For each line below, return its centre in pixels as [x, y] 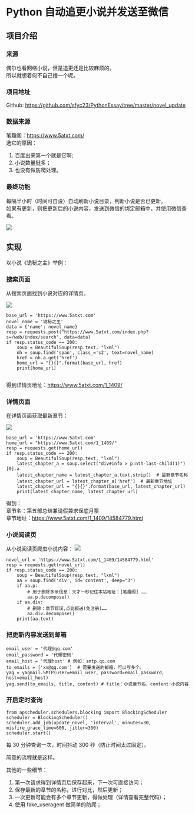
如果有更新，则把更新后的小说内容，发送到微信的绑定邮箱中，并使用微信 [94, 208]
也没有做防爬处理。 [38, 170]
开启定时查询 [24, 700]
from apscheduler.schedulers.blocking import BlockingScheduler [87, 713]
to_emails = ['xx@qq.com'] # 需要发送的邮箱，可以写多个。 [75, 667]
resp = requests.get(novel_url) [46, 565]
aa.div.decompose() [51, 614]
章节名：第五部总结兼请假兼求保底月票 [52, 511]
